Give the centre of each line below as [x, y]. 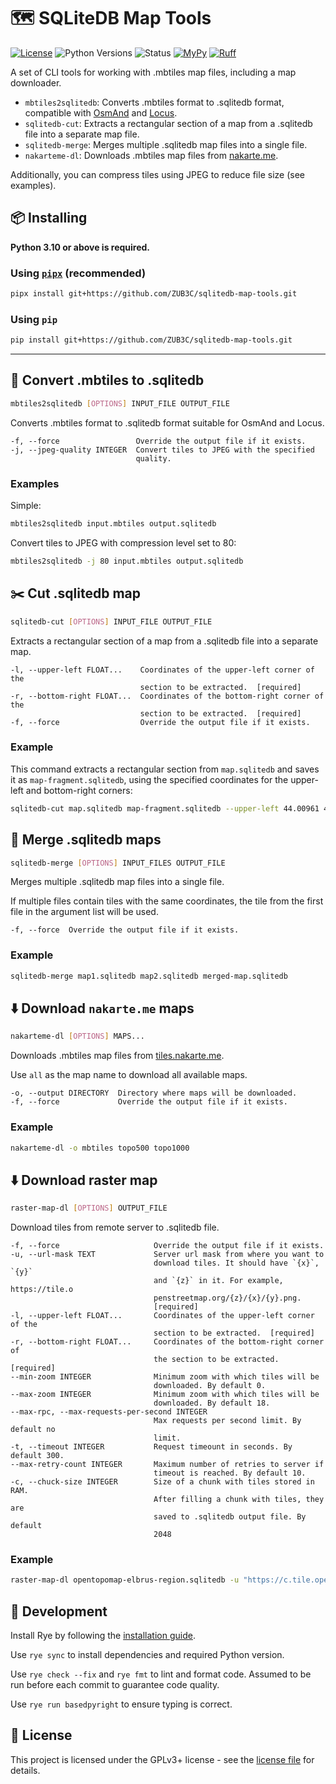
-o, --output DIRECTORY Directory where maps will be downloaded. [154, 1093]
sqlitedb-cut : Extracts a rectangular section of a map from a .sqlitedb [168, 123]
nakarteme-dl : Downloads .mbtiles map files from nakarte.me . [151, 155]
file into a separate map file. [82, 134]
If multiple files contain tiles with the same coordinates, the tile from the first [167, 901]
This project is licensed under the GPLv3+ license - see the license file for [162, 1759]
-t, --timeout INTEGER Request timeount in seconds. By [151, 1447]
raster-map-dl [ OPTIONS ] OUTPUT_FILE [89, 1208]
